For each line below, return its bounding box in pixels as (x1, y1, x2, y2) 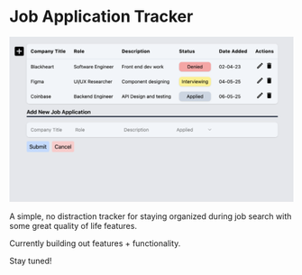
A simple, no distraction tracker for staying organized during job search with (9, 210, 292, 222)
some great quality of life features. (9, 220, 138, 231)
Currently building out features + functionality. (9, 237, 181, 249)
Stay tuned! (9, 255, 52, 266)
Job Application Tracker (9, 6, 194, 27)
